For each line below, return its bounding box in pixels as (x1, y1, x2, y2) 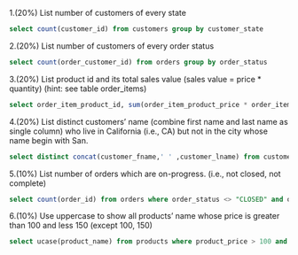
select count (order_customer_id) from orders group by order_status (9, 58, 268, 66)
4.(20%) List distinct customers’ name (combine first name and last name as (9, 116, 288, 127)
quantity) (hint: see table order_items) (9, 83, 147, 94)
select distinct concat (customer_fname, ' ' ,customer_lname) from (9, 152, 260, 161)
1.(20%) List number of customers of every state (9, 8, 186, 18)
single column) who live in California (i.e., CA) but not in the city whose (9, 126, 269, 136)
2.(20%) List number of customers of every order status (9, 40, 215, 51)
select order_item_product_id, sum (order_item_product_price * (9, 100, 248, 109)
